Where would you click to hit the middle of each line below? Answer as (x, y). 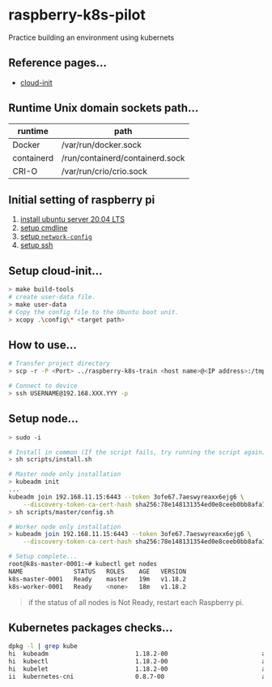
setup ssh (36, 245)
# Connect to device (43, 386)
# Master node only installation (65, 474)
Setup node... (43, 419)
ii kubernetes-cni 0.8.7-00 (86, 676)
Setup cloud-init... (55, 271)
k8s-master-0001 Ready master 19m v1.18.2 (97, 579)
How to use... (42, 345)
